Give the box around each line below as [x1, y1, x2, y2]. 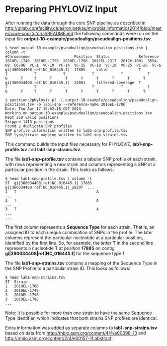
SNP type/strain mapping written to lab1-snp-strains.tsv [5, 132, 128, 137]
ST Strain [5, 279, 28, 284]
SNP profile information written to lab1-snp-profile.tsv [5, 128, 128, 133]
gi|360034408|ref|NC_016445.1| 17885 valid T [5, 67, 141, 72]
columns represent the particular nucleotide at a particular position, [5, 235, 143, 241]
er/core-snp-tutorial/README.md [5, 30, 74, 36]
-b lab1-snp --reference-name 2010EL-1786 [36, 102, 126, 107]
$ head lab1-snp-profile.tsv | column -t [5, 176, 92, 181]
